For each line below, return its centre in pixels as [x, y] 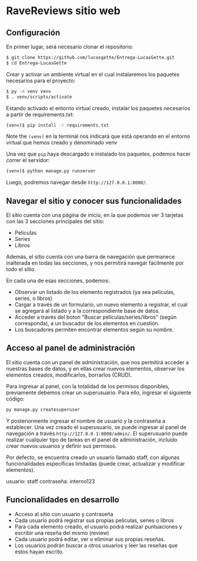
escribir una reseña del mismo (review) [62, 533]
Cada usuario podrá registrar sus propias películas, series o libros [94, 520]
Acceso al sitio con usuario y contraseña [64, 514]
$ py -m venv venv [29, 91]
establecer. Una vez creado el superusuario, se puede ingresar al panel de [96, 427]
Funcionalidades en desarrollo [63, 500]
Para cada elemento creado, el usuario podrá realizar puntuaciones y [98, 526]
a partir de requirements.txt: [40, 114]
